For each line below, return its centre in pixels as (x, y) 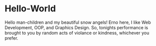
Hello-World (30, 9)
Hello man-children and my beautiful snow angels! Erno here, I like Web (78, 22)
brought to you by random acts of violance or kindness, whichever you (77, 33)
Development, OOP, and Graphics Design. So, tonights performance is (77, 27)
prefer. (11, 38)
